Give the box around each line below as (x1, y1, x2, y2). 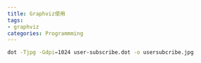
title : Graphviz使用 (7, 10, 66, 17)
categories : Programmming (7, 29, 83, 37)
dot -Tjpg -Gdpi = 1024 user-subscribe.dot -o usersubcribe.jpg (7, 49, 194, 56)
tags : (7, 17, 23, 24)
